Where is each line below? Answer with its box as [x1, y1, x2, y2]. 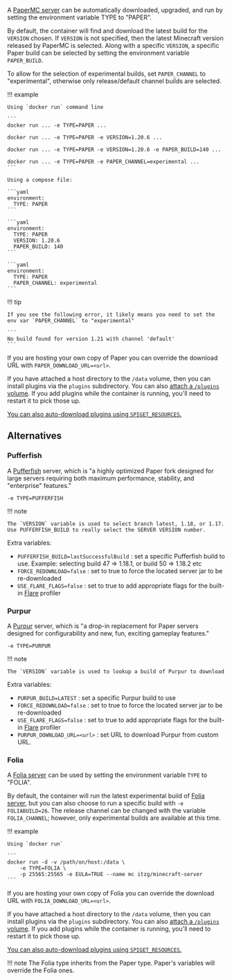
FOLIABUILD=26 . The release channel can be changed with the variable [7, 807, 206, 815]
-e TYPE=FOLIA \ [19, 865, 67, 872]
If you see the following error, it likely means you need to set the [7, 311, 215, 318]
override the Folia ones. [7, 966, 75, 974]
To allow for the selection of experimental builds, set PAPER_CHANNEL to [7, 69, 206, 78]
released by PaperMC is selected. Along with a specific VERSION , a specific [7, 42, 220, 49]
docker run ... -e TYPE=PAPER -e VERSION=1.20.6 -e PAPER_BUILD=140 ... [7, 146, 222, 153]
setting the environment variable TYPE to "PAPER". [7, 13, 152, 21]
